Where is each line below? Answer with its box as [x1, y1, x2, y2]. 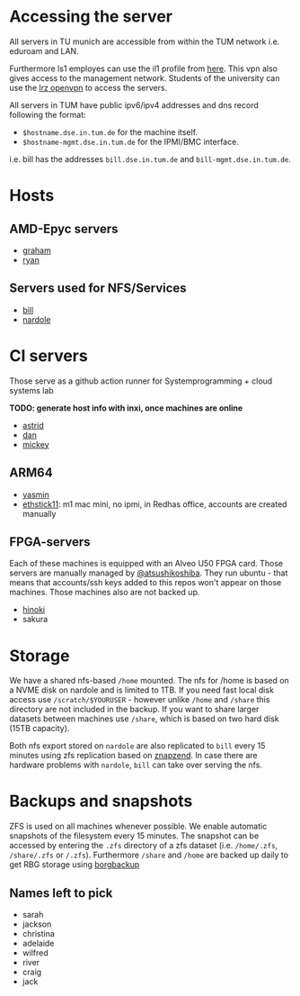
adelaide [22, 938, 55, 948]
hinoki [22, 604, 46, 615]
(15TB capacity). [9, 723, 70, 734]
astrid [22, 420, 44, 430]
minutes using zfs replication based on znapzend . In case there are [9, 750, 258, 761]
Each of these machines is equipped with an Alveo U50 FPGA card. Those [9, 558, 284, 569]
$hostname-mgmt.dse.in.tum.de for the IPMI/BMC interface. [22, 136, 240, 147]
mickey [22, 439, 49, 449]
